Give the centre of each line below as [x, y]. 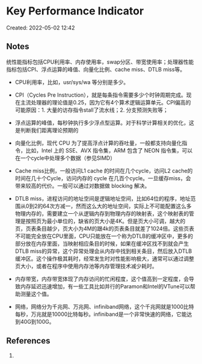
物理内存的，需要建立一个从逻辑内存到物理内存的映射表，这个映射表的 [102, 213]
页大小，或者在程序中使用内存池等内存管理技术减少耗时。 [86, 266]
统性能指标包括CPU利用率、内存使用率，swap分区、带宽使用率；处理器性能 [100, 62]
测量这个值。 [36, 294]
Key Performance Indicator [75, 11]
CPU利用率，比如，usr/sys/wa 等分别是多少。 [72, 82]
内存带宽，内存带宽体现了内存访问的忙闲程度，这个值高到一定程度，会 [102, 279]
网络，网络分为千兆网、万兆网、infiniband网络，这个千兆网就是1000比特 [104, 306]
